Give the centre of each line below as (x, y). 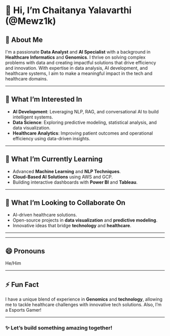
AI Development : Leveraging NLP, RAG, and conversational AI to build (86, 111)
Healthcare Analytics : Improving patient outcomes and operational (83, 133)
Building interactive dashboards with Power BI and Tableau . (75, 182)
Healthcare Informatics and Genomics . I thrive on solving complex (75, 57)
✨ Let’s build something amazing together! (59, 327)
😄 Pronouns (25, 251)
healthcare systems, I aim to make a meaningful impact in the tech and (79, 73)
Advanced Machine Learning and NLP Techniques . (67, 171)
